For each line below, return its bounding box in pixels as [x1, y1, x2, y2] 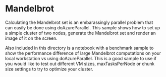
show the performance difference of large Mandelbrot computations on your [5, 50, 161, 56]
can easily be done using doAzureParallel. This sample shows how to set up [5, 24, 160, 30]
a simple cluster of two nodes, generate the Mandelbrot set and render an [5, 30, 156, 36]
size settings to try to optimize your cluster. [5, 66, 93, 72]
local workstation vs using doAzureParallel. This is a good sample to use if [5, 55, 157, 61]
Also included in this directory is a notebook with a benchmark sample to [5, 45, 154, 51]
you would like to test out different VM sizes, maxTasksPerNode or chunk [5, 61, 155, 67]
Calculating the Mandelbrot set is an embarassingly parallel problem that [5, 19, 154, 25]
